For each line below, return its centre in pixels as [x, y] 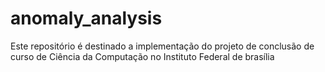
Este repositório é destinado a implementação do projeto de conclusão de [162, 46]
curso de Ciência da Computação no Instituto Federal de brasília [142, 56]
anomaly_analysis [86, 18]
